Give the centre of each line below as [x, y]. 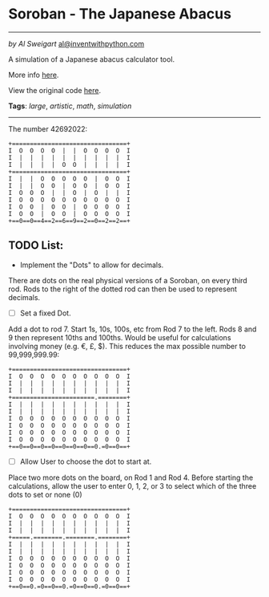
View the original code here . [55, 90]
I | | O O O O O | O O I [69, 179]
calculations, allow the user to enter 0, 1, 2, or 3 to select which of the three [132, 485]
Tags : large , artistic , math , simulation [70, 106]
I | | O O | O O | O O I [69, 185]
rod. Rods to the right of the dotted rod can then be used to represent [123, 289]
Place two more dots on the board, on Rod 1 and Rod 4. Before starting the [131, 477]
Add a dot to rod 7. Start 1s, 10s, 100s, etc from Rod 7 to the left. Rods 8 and [132, 329]
